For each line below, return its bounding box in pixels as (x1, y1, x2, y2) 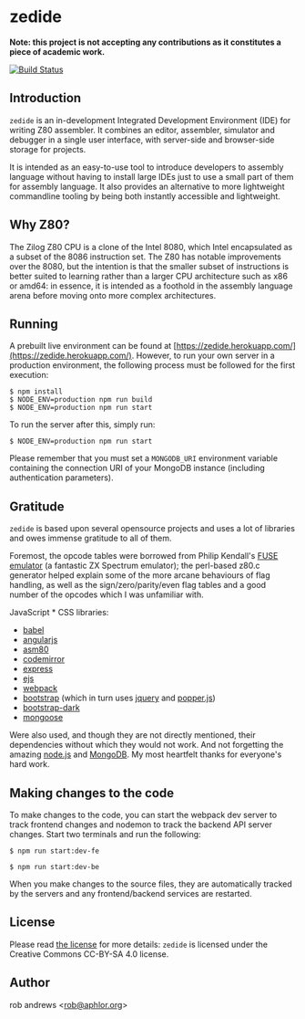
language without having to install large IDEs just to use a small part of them (9, 171, 294, 182)
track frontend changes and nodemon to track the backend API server (9, 819, 273, 830)
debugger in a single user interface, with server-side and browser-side (9, 134, 275, 145)
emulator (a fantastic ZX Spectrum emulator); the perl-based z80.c (9, 560, 261, 572)
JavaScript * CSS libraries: (9, 607, 109, 618)
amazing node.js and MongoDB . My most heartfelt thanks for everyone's (9, 749, 282, 760)
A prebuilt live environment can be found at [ (9, 341, 178, 352)
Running (9, 316, 59, 331)
